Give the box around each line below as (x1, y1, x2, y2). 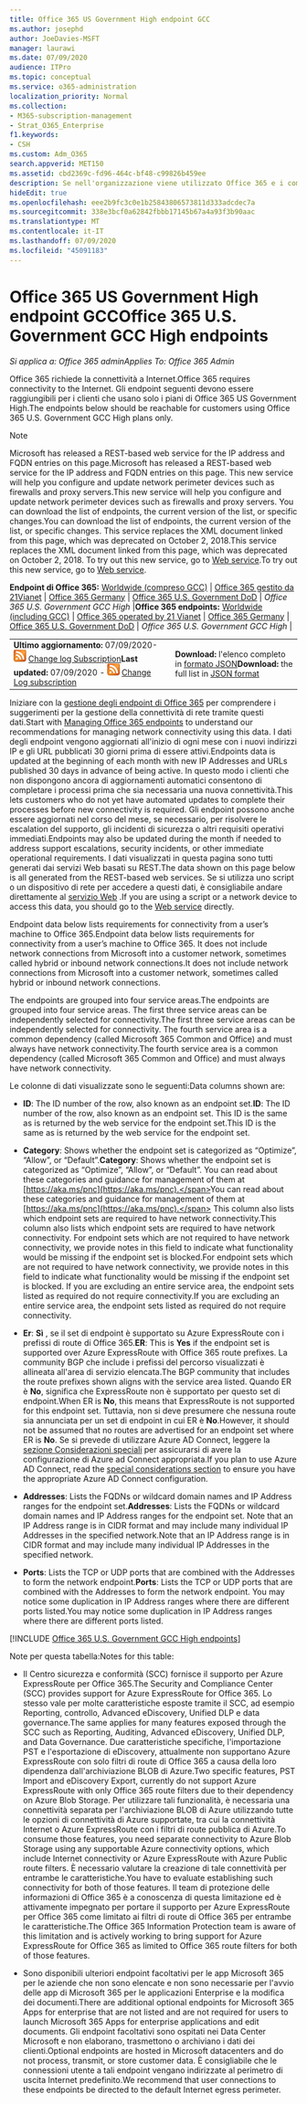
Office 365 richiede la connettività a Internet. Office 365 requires (9, 373, 251, 384)
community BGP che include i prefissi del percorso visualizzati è (22, 1357, 265, 1368)
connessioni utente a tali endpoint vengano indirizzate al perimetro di (22, 2065, 283, 2076)
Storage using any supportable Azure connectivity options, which (22, 1843, 270, 1854)
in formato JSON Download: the (175, 658, 293, 669)
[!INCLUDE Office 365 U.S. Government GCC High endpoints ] (9, 1633, 241, 1644)
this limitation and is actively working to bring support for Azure (22, 1930, 262, 1941)
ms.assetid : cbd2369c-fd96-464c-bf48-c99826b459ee (9, 169, 206, 178)
